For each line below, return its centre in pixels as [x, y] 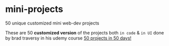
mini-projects [34, 9]
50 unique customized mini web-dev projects [52, 23]
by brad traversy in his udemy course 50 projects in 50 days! [68, 38]
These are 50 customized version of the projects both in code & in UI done [84, 32]
